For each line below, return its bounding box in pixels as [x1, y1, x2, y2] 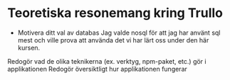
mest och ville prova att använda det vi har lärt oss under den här [17, 35, 209, 44]
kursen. [17, 43, 41, 52]
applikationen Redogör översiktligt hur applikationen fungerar [7, 64, 187, 73]
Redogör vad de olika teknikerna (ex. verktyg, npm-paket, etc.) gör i [7, 57, 207, 65]
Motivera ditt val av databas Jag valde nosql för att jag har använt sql [17, 28, 221, 37]
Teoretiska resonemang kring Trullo [7, 5, 223, 21]
